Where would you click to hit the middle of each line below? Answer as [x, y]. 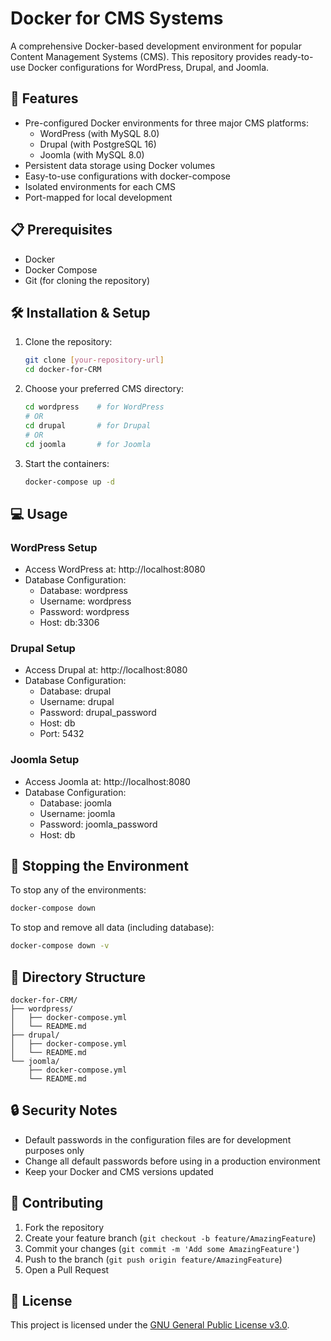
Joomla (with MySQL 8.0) [92, 154]
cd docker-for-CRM [63, 370]
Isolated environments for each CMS [100, 186]
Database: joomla [75, 803]
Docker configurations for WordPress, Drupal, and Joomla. [148, 67]
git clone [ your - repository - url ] [94, 360]
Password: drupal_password [98, 713]
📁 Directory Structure [78, 977]
